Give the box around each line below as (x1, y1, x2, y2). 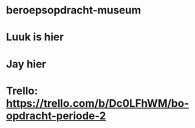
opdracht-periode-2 (6, 109, 106, 122)
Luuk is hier (6, 31, 64, 44)
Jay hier (6, 57, 46, 70)
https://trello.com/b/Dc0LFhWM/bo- (6, 96, 189, 110)
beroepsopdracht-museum (6, 4, 142, 17)
